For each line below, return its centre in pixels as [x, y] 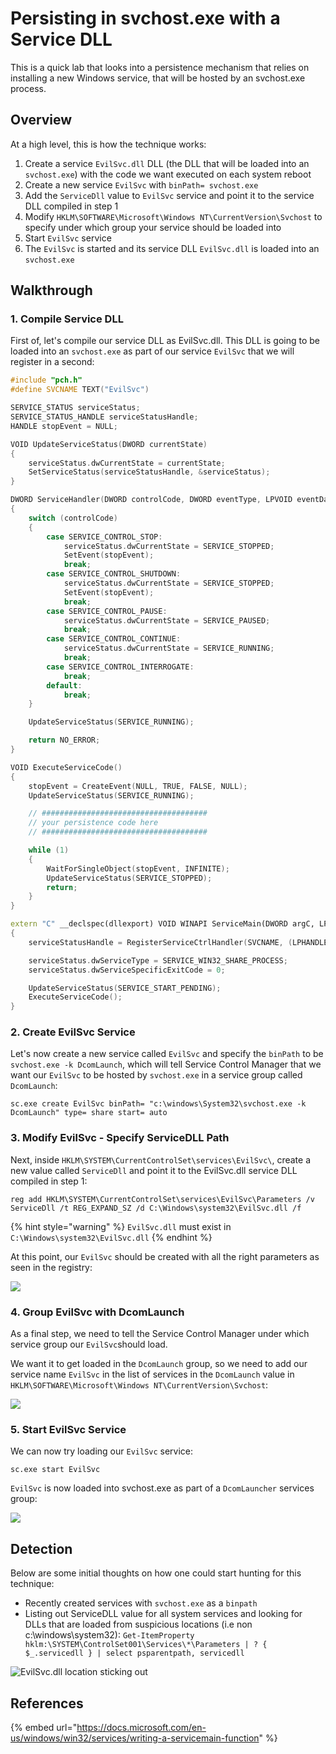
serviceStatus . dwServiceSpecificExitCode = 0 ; [127, 970]
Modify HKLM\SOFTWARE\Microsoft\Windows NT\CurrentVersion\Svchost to [173, 216]
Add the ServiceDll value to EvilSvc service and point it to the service [169, 195]
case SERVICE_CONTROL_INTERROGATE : [120, 667]
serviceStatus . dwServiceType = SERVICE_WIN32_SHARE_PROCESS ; [158, 960]
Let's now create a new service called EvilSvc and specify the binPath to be [167, 1054]
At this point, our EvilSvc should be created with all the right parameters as [165, 1256]
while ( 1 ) [49, 850]
